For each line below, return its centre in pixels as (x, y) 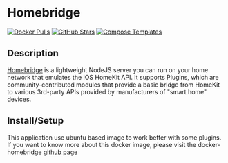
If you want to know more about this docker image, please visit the (102, 144)
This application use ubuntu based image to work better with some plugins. (114, 137)
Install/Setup (36, 121)
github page (60, 152)
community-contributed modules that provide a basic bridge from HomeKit (114, 85)
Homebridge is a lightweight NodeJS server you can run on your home (108, 69)
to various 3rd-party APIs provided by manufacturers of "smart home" (107, 91)
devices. (19, 99)
